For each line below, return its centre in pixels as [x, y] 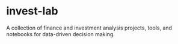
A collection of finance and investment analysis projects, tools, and [89, 28]
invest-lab [32, 11]
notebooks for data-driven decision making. [61, 34]
